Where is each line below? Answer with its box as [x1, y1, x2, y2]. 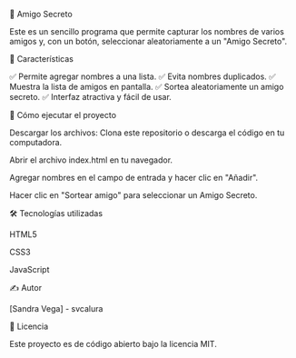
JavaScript [9, 264, 50, 274]
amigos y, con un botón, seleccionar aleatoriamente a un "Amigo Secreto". [9, 36, 288, 46]
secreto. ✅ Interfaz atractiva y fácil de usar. [9, 92, 173, 102]
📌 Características [9, 54, 74, 64]
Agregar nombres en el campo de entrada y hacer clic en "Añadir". [9, 173, 259, 183]
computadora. [9, 137, 63, 147]
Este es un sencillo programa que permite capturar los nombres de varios [9, 26, 284, 36]
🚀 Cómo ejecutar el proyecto [9, 110, 116, 120]
